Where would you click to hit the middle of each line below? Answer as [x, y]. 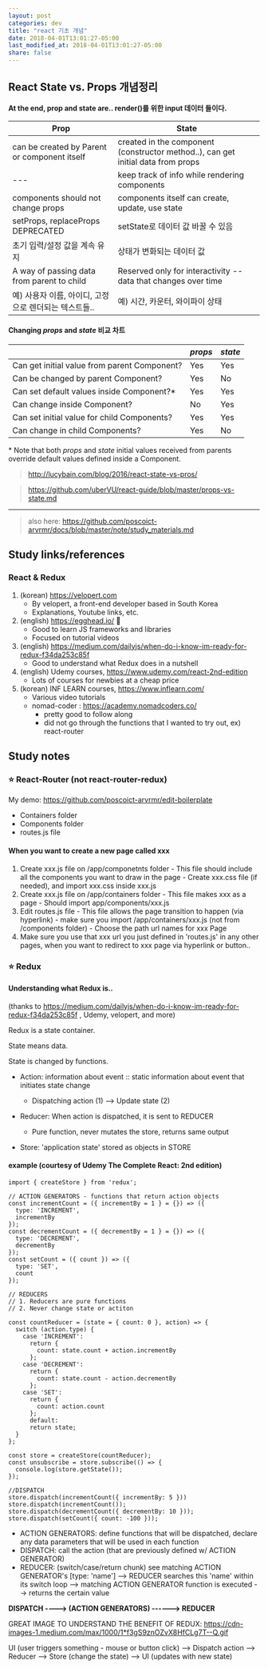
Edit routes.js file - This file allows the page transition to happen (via [132, 911]
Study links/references [67, 555]
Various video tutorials [69, 697]
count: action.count [71, 1406]
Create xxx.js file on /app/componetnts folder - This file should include [136, 868]
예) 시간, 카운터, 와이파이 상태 [170, 301]
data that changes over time [170, 281]
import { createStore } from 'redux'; [73, 1182]
